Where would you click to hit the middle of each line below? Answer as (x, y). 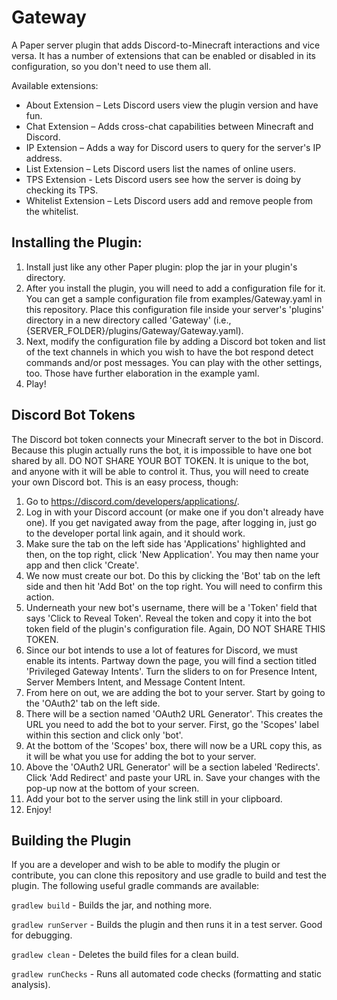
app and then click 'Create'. (82, 565)
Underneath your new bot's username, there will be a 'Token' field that (171, 607)
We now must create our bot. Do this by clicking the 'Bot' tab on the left (173, 575)
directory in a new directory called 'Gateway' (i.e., (128, 320)
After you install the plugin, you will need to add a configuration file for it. (175, 288)
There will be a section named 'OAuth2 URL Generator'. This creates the (174, 713)
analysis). (31, 985)
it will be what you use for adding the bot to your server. (141, 756)
